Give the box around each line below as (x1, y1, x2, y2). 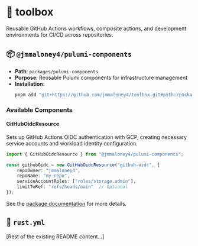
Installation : (14, 80, 45, 88)
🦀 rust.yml (6, 217, 46, 227)
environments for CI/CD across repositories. (6, 31, 113, 38)
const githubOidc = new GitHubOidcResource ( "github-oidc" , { (6, 162, 160, 168)
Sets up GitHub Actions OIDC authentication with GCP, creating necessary (6, 133, 187, 141)
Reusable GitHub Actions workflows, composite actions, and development (6, 25, 187, 32)
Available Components (6, 106, 73, 114)
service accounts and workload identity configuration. (6, 140, 138, 147)
